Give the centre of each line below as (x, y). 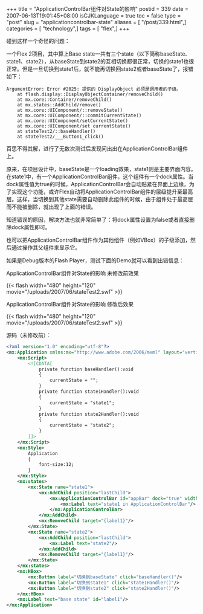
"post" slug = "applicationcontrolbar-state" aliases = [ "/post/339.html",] (96, 22)
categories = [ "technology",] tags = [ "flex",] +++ (68, 28)
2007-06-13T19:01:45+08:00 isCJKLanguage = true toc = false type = (94, 16)
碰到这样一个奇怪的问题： (38, 41)
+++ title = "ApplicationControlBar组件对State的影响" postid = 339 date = (97, 9)
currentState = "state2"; (82, 425)
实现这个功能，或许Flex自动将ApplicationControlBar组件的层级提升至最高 (102, 192)
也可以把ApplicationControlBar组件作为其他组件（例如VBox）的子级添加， (98, 240)
